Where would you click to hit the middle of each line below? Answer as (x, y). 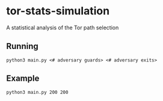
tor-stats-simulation (58, 11)
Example (23, 79)
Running (23, 46)
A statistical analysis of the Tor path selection (63, 27)
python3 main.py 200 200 (37, 92)
